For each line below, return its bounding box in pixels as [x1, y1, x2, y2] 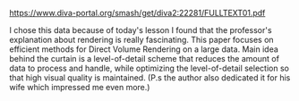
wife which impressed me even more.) [9, 82, 150, 92]
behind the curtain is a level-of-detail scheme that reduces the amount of [9, 54, 280, 63]
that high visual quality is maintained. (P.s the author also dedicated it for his [9, 72, 291, 83]
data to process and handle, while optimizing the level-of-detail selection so [9, 63, 289, 73]
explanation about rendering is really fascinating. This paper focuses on [9, 35, 275, 45]
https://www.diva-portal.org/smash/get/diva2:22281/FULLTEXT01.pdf [9, 8, 266, 18]
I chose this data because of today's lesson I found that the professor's [9, 25, 272, 35]
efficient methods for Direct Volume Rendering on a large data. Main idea [9, 44, 279, 55]
